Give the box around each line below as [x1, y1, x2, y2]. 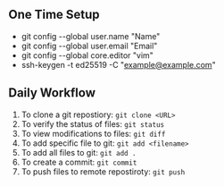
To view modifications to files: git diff [21, 128, 166, 139]
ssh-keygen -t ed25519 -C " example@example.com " [21, 59, 216, 70]
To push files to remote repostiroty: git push [21, 165, 186, 177]
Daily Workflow [8, 85, 95, 101]
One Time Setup [8, 7, 100, 22]
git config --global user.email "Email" [21, 40, 158, 51]
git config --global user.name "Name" [21, 30, 161, 41]
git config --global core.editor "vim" [21, 49, 153, 61]
